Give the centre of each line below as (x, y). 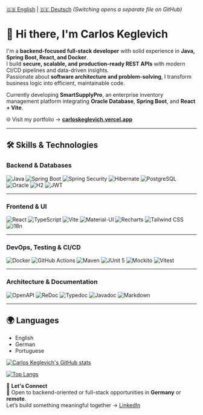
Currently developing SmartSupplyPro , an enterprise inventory (85, 94)
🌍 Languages (33, 320)
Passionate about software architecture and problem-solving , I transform (99, 76)
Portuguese (29, 351)
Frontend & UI (27, 206)
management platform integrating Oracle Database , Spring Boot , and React (101, 101)
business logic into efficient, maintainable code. (66, 83)
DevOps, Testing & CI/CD (44, 247)
